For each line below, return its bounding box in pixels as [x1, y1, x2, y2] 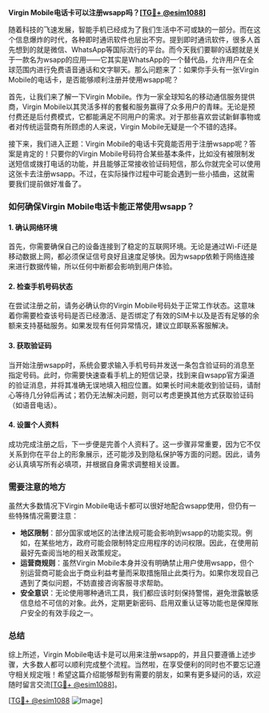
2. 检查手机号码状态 [8, 281, 74, 291]
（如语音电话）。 [8, 400, 62, 409]
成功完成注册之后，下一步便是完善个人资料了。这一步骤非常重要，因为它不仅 [8, 439, 261, 449]
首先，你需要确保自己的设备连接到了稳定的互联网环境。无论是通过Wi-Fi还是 [8, 242, 258, 252]
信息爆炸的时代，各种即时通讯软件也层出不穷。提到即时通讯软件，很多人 [14, 35, 254, 44]
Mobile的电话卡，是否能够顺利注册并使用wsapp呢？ [8, 75, 179, 84]
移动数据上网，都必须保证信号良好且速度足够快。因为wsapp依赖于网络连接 [8, 252, 255, 261]
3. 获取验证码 [8, 340, 52, 350]
